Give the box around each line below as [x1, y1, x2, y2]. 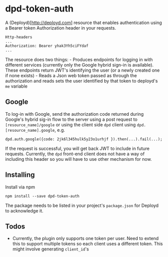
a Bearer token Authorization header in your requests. [5, 25, 116, 31]
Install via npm [5, 184, 35, 190]
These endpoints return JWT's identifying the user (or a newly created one [5, 67, 160, 73]
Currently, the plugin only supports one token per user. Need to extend [12, 235, 159, 241]
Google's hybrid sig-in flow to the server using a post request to [5, 116, 138, 122]
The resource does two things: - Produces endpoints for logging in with [5, 56, 153, 63]
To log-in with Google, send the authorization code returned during [5, 111, 144, 117]
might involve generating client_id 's [12, 246, 89, 252]
